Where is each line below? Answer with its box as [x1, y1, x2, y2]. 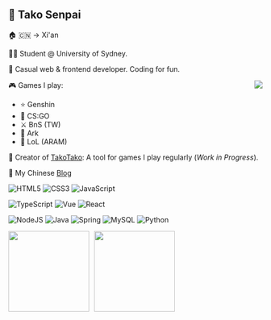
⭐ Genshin [19, 99, 55, 109]
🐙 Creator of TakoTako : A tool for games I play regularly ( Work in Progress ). [8, 152, 259, 162]
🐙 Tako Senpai [8, 8, 81, 22]
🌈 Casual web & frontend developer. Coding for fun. [8, 64, 180, 73]
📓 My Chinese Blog [8, 168, 72, 177]
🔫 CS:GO [19, 110, 50, 121]
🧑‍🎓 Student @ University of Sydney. [8, 48, 127, 58]
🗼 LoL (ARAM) [19, 136, 68, 146]
